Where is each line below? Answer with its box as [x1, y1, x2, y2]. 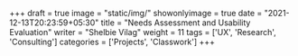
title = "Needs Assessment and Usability [100, 17, 251, 28]
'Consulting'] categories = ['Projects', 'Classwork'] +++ [9, 36, 215, 47]
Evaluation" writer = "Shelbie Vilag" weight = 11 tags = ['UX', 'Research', [9, 27, 277, 37]
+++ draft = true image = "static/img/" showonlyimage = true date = [9, 8, 263, 18]
